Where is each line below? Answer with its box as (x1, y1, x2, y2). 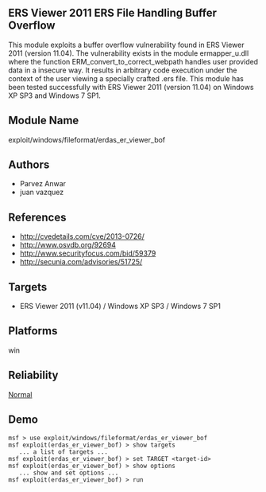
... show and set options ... (18, 469, 119, 477)
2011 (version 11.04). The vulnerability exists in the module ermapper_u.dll (8, 48, 249, 58)
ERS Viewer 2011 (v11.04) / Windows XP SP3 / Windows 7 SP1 (19, 302, 221, 311)
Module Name (8, 114, 79, 127)
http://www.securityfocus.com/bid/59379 (19, 248, 156, 258)
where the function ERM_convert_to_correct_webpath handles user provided (8, 57, 259, 66)
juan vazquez (19, 187, 64, 197)
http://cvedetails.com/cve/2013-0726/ (19, 232, 145, 241)
